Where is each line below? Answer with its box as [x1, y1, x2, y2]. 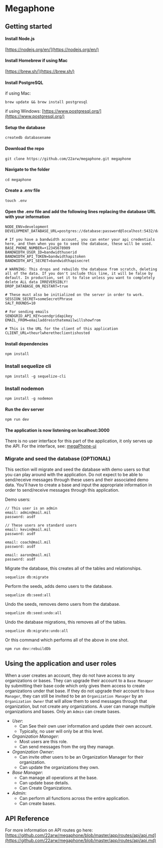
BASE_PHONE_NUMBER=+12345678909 [5, 246, 70, 250]
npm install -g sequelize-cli [5, 374, 66, 379]
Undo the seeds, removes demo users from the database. [5, 601, 120, 607]
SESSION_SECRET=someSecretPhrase [5, 297, 73, 301]
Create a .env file [5, 187, 40, 193]
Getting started [5, 22, 52, 31]
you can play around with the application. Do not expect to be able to [5, 471, 143, 477]
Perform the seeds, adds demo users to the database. [5, 583, 113, 589]
